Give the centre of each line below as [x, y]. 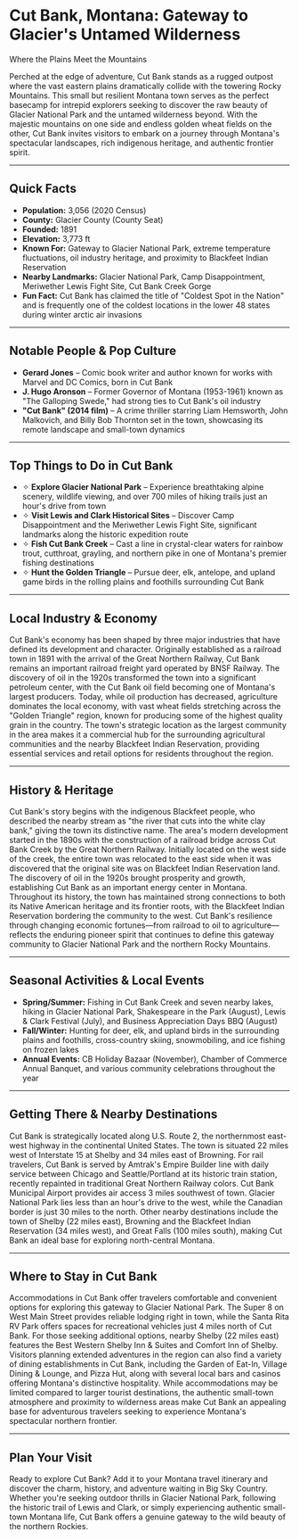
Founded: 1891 [49, 229]
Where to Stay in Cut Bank [83, 1277]
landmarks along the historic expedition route [105, 534]
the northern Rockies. [49, 1527]
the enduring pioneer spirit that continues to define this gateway [157, 935]
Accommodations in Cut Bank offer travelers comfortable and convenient [143, 1298]
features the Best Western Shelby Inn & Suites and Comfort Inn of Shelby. [144, 1345]
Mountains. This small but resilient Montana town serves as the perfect [139, 95]
